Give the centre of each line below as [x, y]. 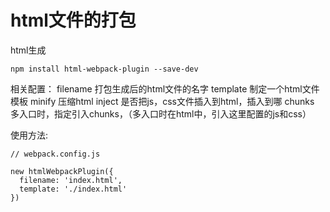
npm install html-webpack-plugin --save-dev [104, 69]
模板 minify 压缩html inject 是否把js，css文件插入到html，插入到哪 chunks [162, 101]
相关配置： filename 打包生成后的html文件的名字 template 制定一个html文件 [165, 88]
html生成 [28, 50]
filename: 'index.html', [71, 180]
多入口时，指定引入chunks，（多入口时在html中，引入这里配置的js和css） [161, 113]
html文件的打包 [73, 20]
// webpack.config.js [55, 154]
